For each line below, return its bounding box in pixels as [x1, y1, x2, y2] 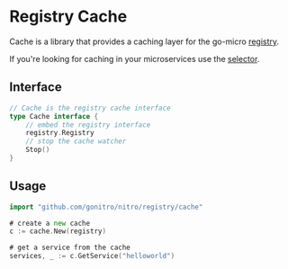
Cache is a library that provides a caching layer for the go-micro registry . [9, 36, 280, 47]
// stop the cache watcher [25, 137, 127, 146]
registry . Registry [25, 129, 94, 138]
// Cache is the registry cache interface [9, 103, 171, 112]
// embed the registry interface [25, 120, 151, 130]
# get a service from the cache [9, 243, 130, 253]
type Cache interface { [9, 112, 99, 121]
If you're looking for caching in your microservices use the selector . [9, 53, 260, 64]
